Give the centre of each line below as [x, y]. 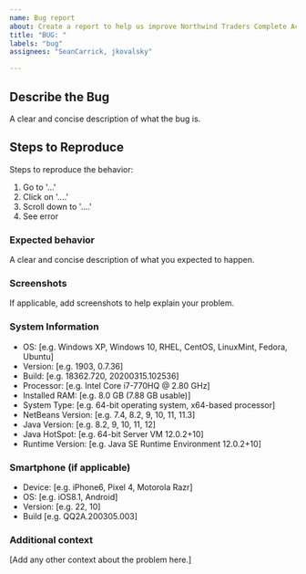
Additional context [51, 539]
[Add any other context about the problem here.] [101, 560]
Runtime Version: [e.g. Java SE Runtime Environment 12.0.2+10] [142, 444]
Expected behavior [52, 240]
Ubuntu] [38, 356]
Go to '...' [39, 187]
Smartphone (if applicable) [70, 467]
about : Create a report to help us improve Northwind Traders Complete [148, 26]
